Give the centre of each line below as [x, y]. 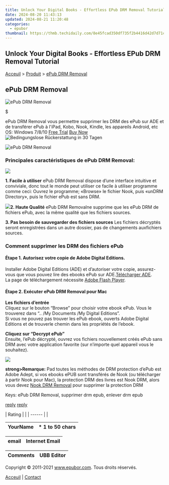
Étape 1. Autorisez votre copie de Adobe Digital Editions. [65, 258]
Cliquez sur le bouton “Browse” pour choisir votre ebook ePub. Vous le [78, 308]
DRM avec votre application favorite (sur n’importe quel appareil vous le [79, 345]
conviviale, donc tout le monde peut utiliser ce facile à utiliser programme [81, 186]
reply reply [16, 405]
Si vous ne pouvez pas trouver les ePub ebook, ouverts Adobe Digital [77, 319]
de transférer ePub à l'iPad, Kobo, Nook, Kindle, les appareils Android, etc [82, 127]
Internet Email [43, 441]
